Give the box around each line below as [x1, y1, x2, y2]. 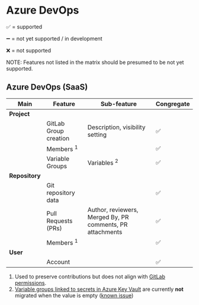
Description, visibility [87, 123, 146, 131]
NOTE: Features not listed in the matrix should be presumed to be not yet [6, 59, 184, 66]
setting [87, 130, 107, 139]
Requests [46, 217, 73, 225]
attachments [87, 228, 123, 236]
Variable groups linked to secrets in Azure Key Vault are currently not [14, 285, 184, 293]
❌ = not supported [6, 47, 52, 54]
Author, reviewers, [87, 206, 139, 214]
